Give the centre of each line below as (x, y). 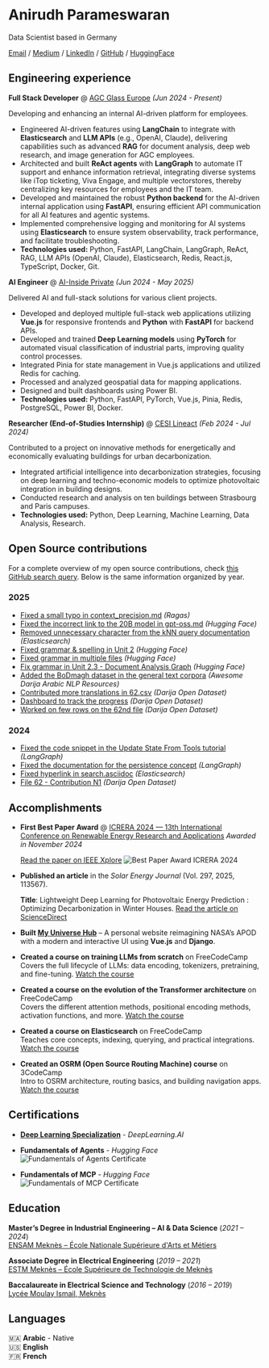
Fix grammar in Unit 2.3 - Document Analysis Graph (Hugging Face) (132, 666)
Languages (37, 1318)
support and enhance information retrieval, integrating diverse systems (138, 172)
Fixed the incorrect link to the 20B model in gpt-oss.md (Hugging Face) (139, 623)
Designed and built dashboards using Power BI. (99, 390)
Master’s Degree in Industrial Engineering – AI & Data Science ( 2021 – (126, 1227)
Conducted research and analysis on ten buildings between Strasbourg (138, 497)
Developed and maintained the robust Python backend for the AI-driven (140, 197)
